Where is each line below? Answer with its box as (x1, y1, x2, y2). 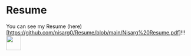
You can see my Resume (6, 23, 66, 30)
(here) (67, 23, 83, 30)
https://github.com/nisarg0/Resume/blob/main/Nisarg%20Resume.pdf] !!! (8, 29, 186, 36)
